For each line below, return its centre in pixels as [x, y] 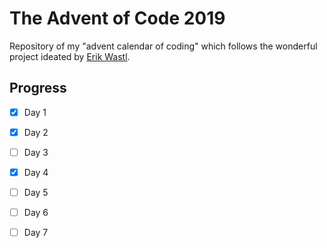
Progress [38, 88]
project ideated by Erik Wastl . [70, 56]
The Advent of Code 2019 [117, 18]
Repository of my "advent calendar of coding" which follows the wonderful [163, 46]
